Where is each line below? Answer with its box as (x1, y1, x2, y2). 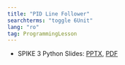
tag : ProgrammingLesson (7, 30, 78, 37)
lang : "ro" (7, 23, 40, 30)
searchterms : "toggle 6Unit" (7, 17, 93, 24)
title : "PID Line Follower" (7, 10, 90, 18)
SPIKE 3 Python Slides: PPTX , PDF (17, 49, 118, 58)
